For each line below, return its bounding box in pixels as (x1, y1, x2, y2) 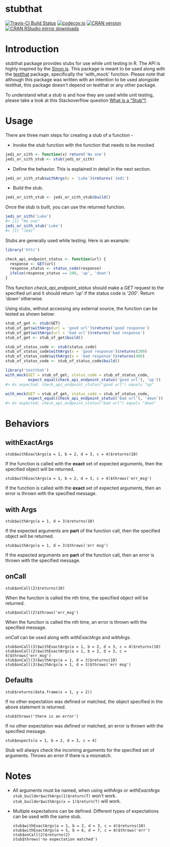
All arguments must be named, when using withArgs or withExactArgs (12, 787, 160, 793)
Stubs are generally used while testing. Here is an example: (5, 237, 130, 243)
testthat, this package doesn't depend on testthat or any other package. (5, 82, 157, 88)
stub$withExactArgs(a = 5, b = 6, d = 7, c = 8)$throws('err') (12, 828, 151, 833)
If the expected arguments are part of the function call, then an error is (5, 552, 155, 558)
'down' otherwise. (5, 296, 43, 302)
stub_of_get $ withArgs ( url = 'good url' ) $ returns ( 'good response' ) (5, 325, 150, 331)
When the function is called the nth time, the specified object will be (5, 595, 149, 601)
